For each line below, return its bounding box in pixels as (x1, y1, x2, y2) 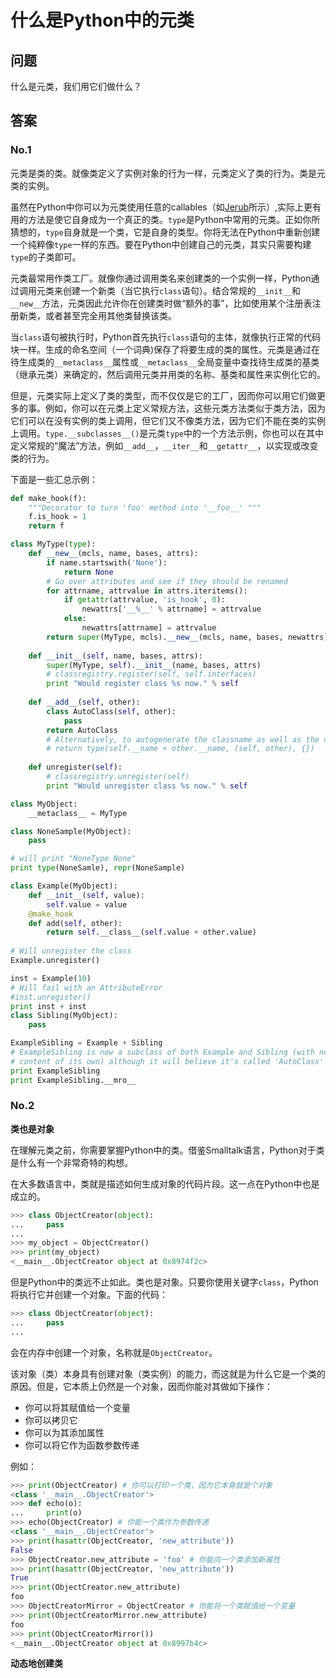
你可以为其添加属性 (24, 1426, 105, 1438)
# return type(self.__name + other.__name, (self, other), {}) (46, 744, 315, 754)
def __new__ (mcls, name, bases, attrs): (28, 549, 199, 559)
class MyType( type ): (10, 539, 97, 550)
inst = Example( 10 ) (10, 973, 92, 983)
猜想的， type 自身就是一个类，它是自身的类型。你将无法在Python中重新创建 (10, 226, 321, 238)
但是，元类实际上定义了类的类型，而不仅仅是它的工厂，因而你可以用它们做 (10, 389, 317, 401)
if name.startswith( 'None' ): (46, 557, 168, 568)
